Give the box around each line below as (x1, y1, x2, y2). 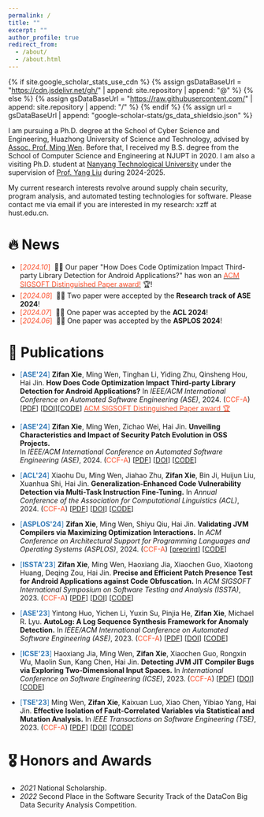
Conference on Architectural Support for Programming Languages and (19, 536, 251, 545)
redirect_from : (8, 41, 58, 49)
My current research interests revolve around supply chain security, (8, 183, 229, 192)
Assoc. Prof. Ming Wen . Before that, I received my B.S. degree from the (8, 143, 239, 152)
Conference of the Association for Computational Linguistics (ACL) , (19, 496, 240, 505)
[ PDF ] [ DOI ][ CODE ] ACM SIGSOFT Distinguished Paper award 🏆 (19, 403, 231, 413)
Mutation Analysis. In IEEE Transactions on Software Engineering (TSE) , (19, 714, 257, 723)
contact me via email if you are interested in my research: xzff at (8, 199, 217, 209)
